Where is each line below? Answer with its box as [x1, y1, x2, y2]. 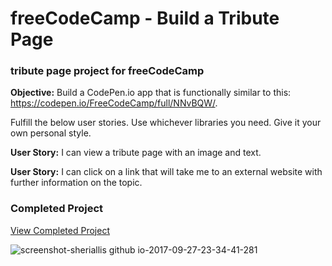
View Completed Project [10, 224, 110, 236]
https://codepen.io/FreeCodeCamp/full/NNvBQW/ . [10, 97, 218, 109]
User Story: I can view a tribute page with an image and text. [10, 147, 262, 159]
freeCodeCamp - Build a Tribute [10, 7, 280, 30]
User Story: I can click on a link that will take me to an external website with [10, 166, 323, 178]
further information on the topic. [10, 177, 143, 189]
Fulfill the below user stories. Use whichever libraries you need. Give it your [10, 117, 322, 129]
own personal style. [10, 127, 92, 139]
